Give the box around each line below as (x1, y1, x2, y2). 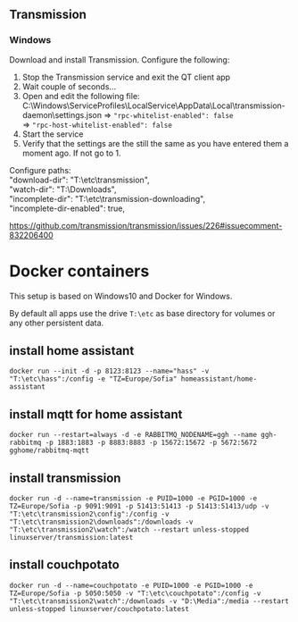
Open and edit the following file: (21, 90, 140, 101)
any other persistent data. (9, 317, 104, 328)
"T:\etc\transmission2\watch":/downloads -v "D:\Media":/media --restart (9, 596, 290, 606)
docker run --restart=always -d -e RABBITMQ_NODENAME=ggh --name (9, 431, 257, 440)
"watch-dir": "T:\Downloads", (9, 183, 117, 195)
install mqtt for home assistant (9, 407, 183, 422)
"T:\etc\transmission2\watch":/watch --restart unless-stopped (9, 525, 250, 534)
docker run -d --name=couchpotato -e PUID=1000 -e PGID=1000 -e (9, 581, 253, 590)
